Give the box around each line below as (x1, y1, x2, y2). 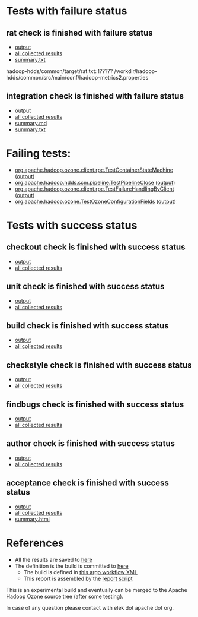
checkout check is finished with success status (6, 242, 186, 252)
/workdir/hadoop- (114, 68, 158, 75)
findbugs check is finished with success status (6, 399, 184, 409)
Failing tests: (6, 147, 71, 160)
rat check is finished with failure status (6, 28, 153, 38)
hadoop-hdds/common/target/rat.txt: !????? (6, 68, 113, 75)
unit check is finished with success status (6, 281, 165, 292)
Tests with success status (6, 219, 138, 232)
